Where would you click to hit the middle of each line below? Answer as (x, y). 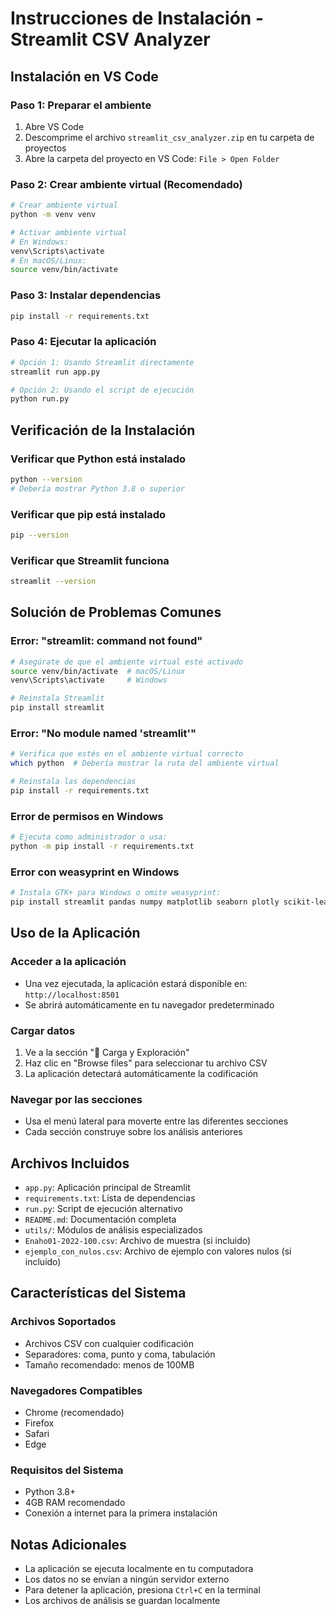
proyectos (45, 148)
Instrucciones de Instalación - (137, 18)
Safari (37, 1434)
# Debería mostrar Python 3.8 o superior (98, 488)
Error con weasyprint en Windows (95, 872)
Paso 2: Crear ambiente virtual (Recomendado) (126, 184)
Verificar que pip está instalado (88, 514)
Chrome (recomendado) (74, 1413)
